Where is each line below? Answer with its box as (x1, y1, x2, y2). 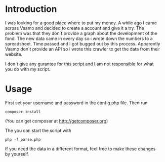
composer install (5, 109, 41, 114)
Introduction (5, 3, 57, 15)
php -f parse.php (5, 137, 41, 142)
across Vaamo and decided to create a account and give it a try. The (5, 25, 144, 31)
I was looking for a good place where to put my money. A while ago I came (5, 20, 157, 26)
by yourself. (5, 151, 30, 157)
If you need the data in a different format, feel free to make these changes (5, 146, 156, 152)
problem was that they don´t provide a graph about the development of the (5, 30, 157, 36)
